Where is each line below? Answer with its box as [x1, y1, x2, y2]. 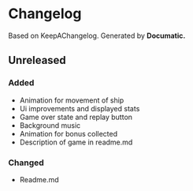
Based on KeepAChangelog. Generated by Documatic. [8, 31, 186, 40]
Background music [19, 120, 81, 130]
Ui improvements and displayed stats [19, 103, 140, 113]
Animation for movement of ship [19, 95, 124, 105]
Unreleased [8, 54, 67, 67]
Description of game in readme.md [19, 137, 133, 147]
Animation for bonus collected [19, 129, 118, 138]
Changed [8, 157, 45, 168]
